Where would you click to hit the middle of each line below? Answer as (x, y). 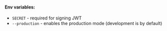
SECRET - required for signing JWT (47, 18)
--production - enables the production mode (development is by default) (87, 23)
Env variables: (20, 7)
